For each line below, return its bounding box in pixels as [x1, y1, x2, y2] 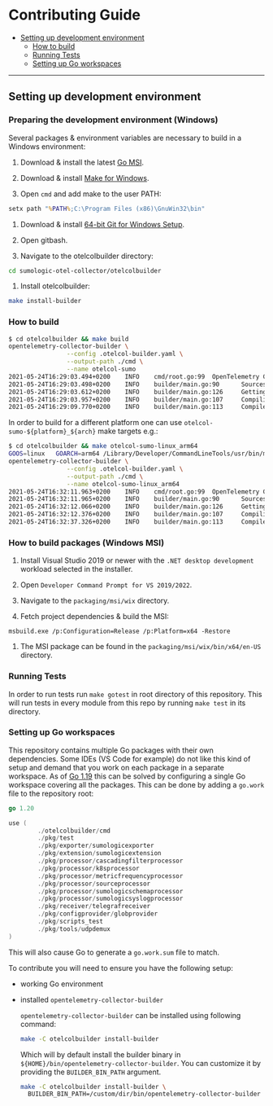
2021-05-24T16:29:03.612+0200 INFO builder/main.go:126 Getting [8, 388, 267, 396]
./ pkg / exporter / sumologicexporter [37, 841, 154, 850]
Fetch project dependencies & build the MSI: [19, 612, 169, 621]
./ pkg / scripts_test [37, 918, 104, 926]
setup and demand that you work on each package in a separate [8, 762, 225, 772]
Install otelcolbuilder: [19, 281, 91, 291]
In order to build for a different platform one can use [8, 418, 183, 428]
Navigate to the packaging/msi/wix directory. [19, 596, 170, 606]
